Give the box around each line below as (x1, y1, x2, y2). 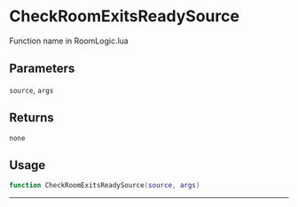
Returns (9, 111, 55, 126)
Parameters (9, 61, 75, 76)
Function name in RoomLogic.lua (9, 35, 129, 46)
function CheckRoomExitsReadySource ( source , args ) (9, 181, 200, 190)
